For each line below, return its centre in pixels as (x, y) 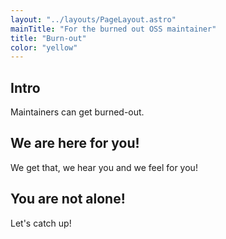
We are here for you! (75, 143)
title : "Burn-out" (48, 38)
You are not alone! (68, 199)
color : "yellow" (44, 47)
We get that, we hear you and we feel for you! (104, 167)
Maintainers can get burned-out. (77, 112)
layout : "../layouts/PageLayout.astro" (93, 19)
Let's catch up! (41, 223)
